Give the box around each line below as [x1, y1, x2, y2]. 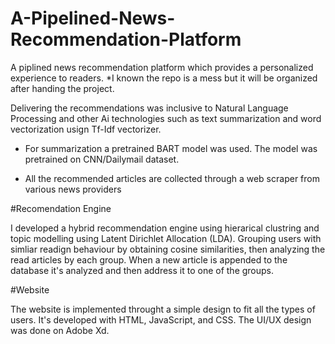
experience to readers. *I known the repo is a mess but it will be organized [10, 72, 318, 84]
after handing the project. [10, 82, 115, 94]
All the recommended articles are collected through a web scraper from [24, 172, 320, 184]
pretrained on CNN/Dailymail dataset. [24, 153, 180, 165]
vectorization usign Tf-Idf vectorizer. [10, 123, 162, 135]
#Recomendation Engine [10, 202, 112, 214]
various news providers [24, 183, 122, 195]
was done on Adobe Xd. [10, 324, 110, 336]
